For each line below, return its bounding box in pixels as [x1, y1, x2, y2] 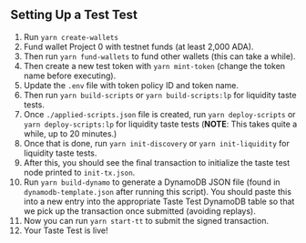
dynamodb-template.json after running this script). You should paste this [23, 186, 292, 197]
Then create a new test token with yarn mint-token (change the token [23, 60, 286, 71]
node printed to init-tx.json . [23, 167, 136, 177]
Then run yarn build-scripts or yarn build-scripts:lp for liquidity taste [23, 89, 297, 100]
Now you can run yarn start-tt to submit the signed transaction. [23, 215, 270, 226]
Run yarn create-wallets [23, 31, 119, 42]
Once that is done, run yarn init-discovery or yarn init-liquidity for [23, 137, 290, 148]
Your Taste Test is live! [23, 225, 108, 236]
